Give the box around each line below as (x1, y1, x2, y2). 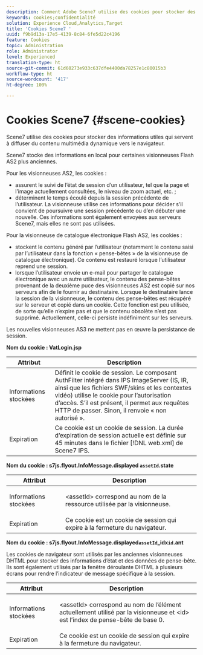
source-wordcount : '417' (6, 76, 69, 82)
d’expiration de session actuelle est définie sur (54, 431, 187, 439)
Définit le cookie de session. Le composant (54, 368, 177, 377)
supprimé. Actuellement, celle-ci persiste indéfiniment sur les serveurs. (14, 314, 193, 321)
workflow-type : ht (6, 71, 53, 77)
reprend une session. (14, 262, 68, 270)
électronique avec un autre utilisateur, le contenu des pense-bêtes (14, 275, 181, 282)
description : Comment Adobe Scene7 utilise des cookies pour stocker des (6, 8, 196, 15)
